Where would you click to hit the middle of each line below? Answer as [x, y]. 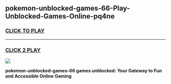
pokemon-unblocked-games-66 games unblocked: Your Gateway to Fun [84, 70]
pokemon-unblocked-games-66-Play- [68, 8]
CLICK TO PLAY [25, 31]
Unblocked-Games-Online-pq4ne [60, 17]
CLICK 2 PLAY [23, 50]
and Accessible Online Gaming [38, 76]
